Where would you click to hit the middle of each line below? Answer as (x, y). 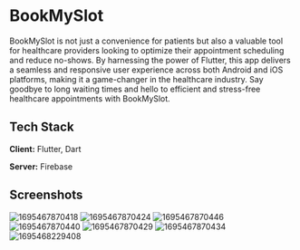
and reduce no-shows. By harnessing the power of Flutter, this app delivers (150, 60)
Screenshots (46, 195)
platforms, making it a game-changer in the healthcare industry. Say (137, 79)
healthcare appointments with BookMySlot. (90, 98)
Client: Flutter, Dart (45, 149)
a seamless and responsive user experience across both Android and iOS (146, 70)
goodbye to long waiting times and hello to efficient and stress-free (135, 89)
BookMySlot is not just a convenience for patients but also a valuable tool (146, 41)
